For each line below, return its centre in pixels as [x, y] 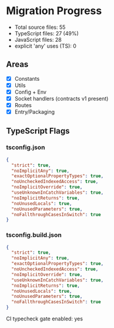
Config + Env [31, 92]
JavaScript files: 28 [38, 39]
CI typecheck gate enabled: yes [45, 319]
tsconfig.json [26, 147]
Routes [23, 105]
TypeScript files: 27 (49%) [46, 33]
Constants [27, 78]
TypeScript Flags [38, 131]
